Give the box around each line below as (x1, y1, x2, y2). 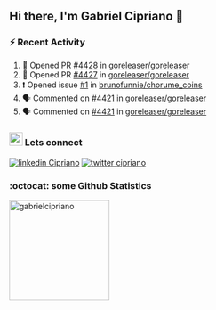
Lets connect (24, 135, 83, 148)
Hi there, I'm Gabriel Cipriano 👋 (9, 9, 184, 24)
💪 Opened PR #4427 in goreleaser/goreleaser (21, 69, 189, 80)
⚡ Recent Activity (9, 37, 86, 49)
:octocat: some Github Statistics (9, 179, 152, 192)
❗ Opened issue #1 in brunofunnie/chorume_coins (21, 79, 203, 90)
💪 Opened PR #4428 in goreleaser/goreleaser (21, 60, 190, 70)
